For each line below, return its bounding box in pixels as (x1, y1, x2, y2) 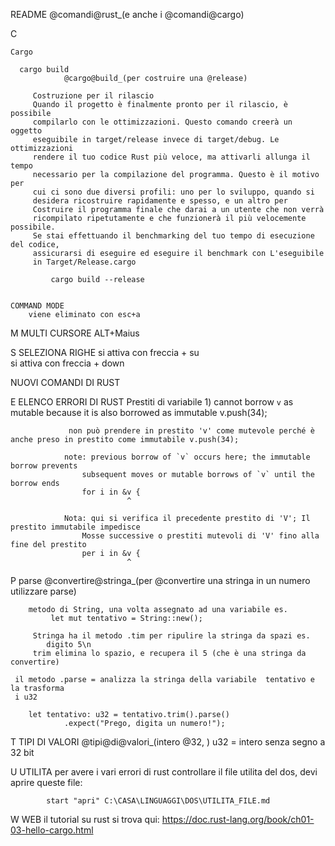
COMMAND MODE (10, 301, 65, 311)
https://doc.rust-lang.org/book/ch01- (161, 814, 315, 825)
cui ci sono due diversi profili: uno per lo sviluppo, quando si (32, 187, 315, 197)
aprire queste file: (10, 777, 83, 788)
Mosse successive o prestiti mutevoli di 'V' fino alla (81, 531, 320, 541)
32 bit (10, 747, 35, 758)
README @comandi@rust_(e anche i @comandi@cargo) (10, 9, 245, 20)
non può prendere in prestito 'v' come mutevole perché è (68, 426, 315, 436)
